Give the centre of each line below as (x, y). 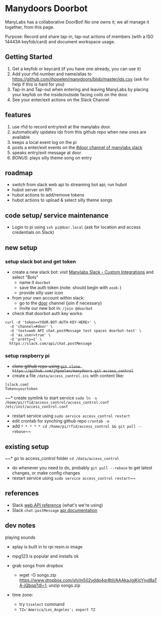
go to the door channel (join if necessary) (61, 303)
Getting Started (29, 57)
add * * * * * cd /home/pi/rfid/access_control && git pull (74, 426)
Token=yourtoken (21, 389)
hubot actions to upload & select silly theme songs (62, 200)
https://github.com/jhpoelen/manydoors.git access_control (73, 371)
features (18, 115)
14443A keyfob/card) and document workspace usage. (60, 41)
